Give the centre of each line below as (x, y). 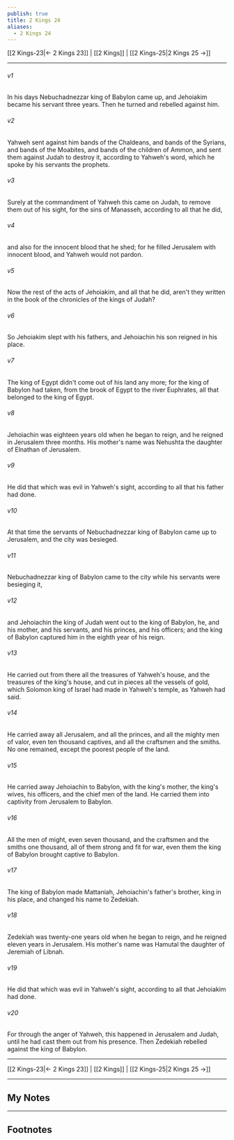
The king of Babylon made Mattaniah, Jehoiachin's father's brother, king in (114, 891)
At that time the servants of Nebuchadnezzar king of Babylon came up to (112, 532)
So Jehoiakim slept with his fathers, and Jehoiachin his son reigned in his (112, 337)
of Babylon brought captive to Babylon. (63, 854)
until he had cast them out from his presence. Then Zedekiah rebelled (107, 1042)
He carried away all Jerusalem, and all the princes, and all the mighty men (113, 734)
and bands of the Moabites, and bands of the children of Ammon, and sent (114, 149)
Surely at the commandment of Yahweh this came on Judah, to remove (109, 202)
